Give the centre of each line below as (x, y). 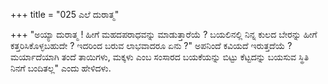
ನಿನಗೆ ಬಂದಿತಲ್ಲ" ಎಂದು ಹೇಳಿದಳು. (61, 68)
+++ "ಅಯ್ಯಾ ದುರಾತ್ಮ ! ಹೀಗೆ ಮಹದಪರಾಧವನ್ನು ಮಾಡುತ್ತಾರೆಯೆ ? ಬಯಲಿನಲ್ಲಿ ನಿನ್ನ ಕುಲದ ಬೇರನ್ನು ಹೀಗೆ (164, 34)
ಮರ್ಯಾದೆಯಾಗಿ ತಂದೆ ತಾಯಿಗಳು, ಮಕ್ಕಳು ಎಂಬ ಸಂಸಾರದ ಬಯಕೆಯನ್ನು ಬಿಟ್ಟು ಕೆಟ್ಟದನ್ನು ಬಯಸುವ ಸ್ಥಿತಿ (160, 57)
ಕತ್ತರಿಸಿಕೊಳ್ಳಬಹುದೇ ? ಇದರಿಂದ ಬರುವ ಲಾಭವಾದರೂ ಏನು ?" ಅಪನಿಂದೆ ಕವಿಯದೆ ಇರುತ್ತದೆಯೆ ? (151, 45)
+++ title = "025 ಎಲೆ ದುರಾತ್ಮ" (65, 14)
